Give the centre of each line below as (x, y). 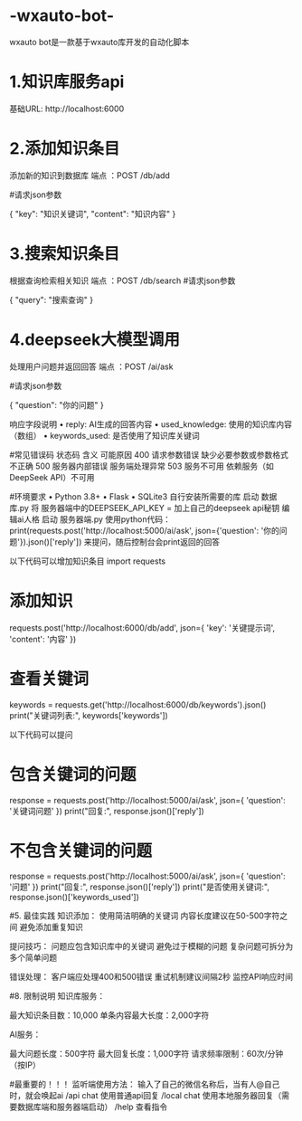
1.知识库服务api (67, 82)
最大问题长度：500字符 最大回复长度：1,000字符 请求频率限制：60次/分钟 (146, 1054)
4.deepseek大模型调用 (95, 339)
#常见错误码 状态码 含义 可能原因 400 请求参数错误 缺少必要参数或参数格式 (149, 454)
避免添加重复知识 (51, 927)
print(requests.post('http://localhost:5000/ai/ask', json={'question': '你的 (145, 530)
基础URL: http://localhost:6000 (67, 109)
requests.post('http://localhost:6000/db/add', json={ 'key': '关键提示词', (142, 627)
